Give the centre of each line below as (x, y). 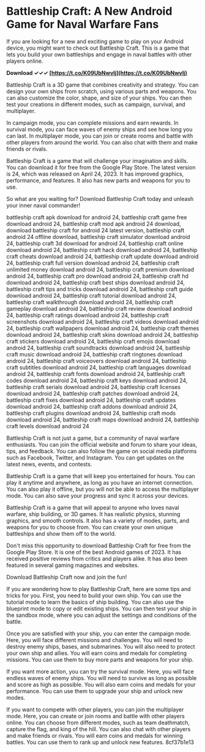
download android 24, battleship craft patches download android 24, (93, 393)
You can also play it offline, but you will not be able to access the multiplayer (103, 489)
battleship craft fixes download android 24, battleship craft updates (91, 400)
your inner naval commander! (43, 205)
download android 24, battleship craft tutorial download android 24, (91, 296)
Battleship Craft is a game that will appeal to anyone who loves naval (93, 507)
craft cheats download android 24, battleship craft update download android (102, 256)
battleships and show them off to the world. (61, 533)
